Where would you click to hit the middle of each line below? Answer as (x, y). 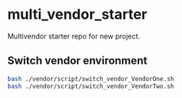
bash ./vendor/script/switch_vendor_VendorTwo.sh (91, 86)
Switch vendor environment (78, 61)
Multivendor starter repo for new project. (74, 36)
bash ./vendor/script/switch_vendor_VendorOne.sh (91, 79)
